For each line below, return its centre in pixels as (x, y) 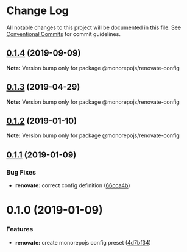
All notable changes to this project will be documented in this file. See (94, 27)
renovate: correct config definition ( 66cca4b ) (72, 185)
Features (20, 229)
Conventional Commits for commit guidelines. (63, 34)
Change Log (37, 11)
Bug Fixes (21, 172)
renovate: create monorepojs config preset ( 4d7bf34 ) (83, 242)
